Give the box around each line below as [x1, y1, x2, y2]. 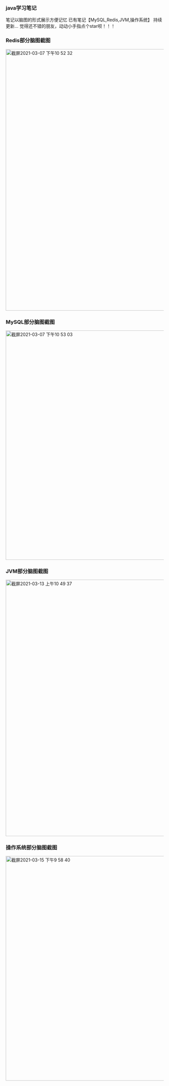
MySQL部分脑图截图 [6, 318, 55, 325]
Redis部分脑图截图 [6, 37, 51, 44]
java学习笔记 [6, 4, 37, 11]
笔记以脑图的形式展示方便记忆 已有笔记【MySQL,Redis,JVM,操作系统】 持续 [6, 17, 162, 23]
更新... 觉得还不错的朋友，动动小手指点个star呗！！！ [6, 23, 116, 29]
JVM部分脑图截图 [6, 567, 49, 574]
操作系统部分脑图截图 [6, 844, 57, 851]
